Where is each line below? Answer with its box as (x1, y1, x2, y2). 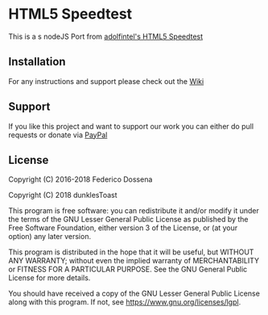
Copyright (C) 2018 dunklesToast (8, 191, 118, 200)
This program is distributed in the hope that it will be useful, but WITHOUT (8, 247, 254, 257)
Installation (8, 55, 66, 69)
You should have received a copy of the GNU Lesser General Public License (8, 288, 260, 299)
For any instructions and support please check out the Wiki (8, 76, 204, 86)
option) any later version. (8, 232, 91, 241)
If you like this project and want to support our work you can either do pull (8, 121, 254, 131)
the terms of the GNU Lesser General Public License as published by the (8, 215, 249, 225)
